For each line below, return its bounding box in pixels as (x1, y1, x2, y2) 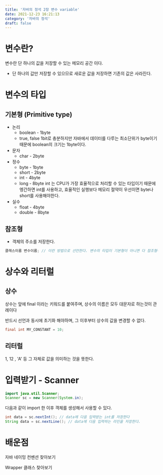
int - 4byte (19, 175, 41, 181)
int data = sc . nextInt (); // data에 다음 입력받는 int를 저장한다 (5, 415, 130, 419)
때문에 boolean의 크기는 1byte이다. (19, 142, 86, 148)
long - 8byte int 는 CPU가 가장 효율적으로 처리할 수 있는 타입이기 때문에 (19, 181, 156, 187)
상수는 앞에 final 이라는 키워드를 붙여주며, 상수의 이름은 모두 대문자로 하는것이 (5, 301, 152, 307)
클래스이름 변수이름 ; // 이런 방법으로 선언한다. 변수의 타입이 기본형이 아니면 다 (5, 248, 146, 253)
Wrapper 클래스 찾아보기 (5, 464, 52, 470)
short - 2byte (19, 170, 46, 175)
